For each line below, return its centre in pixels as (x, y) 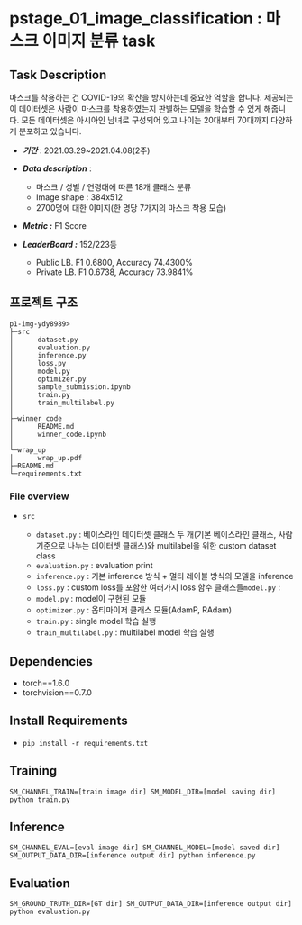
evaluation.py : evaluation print (94, 566)
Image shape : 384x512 (79, 197)
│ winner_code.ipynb (58, 434)
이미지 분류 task (99, 41)
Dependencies (51, 662)
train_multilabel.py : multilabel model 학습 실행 (125, 632)
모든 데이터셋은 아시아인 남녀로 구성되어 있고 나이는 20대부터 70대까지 (145, 120)
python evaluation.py (50, 912)
